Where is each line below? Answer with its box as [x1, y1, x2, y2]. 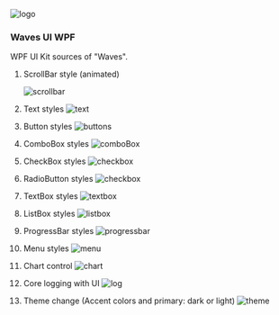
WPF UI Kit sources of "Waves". [10, 51, 129, 62]
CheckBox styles [22, 156, 86, 166]
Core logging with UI [22, 278, 100, 289]
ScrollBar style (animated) [22, 68, 120, 80]
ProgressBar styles [22, 226, 94, 237]
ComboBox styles [22, 139, 89, 149]
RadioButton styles [22, 174, 94, 184]
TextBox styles [22, 191, 79, 202]
